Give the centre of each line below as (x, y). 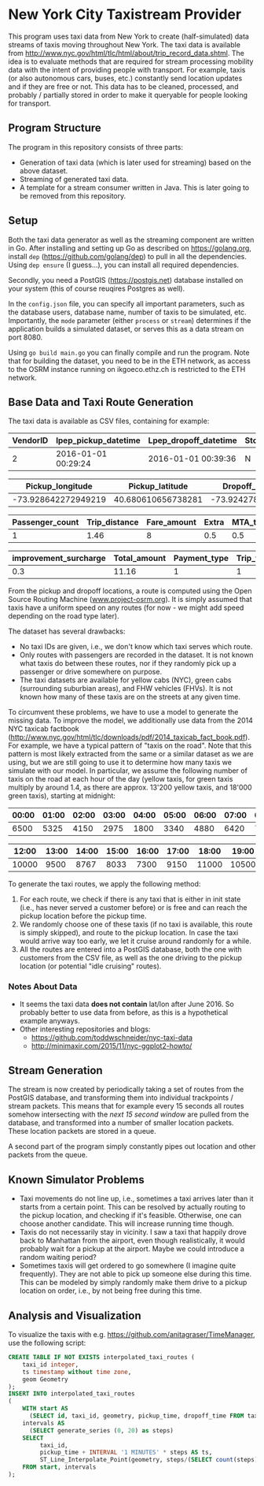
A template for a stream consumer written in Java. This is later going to (134, 188)
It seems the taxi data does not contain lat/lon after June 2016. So (126, 1004)
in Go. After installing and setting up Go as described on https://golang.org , (130, 248)
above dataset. (44, 170)
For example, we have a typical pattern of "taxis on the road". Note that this (130, 745)
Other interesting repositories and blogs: (85, 1029)
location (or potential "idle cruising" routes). (90, 966)
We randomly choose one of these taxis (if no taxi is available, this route (136, 924)
